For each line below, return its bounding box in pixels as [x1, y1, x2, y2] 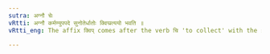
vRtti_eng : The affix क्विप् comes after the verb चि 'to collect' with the [8, 26, 258, 34]
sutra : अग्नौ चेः [8, 11, 54, 20]
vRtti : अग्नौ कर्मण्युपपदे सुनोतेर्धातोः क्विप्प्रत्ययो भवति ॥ [8, 19, 145, 27]
